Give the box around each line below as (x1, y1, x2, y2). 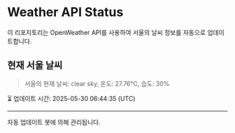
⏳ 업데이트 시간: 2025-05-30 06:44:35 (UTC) (7, 94, 136, 102)
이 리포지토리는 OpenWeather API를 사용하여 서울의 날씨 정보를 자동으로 (7, 28, 206, 36)
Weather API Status (7, 4, 124, 20)
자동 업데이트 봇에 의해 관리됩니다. (7, 118, 101, 126)
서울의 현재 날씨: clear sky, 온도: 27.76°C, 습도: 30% (24, 79, 170, 87)
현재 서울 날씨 (7, 59, 63, 71)
